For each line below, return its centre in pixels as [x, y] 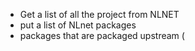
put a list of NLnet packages [78, 25]
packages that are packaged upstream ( [102, 35]
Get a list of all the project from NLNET [99, 14]
